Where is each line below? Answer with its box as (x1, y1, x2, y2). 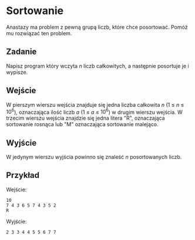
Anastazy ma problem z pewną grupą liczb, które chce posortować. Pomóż (6, 23, 188, 31)
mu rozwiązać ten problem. (6, 29, 72, 36)
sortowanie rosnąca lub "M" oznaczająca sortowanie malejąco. (6, 121, 159, 128)
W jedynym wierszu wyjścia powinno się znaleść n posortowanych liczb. (6, 154, 182, 161)
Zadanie (6, 47, 37, 57)
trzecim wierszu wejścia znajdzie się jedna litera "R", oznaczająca (6, 114, 166, 121)
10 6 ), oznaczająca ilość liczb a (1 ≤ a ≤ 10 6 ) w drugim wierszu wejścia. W (6, 107, 183, 116)
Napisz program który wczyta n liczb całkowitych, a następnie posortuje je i (6, 62, 189, 69)
